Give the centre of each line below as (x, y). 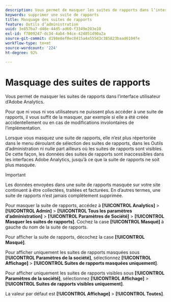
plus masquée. (21, 165)
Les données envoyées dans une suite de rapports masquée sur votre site (83, 185)
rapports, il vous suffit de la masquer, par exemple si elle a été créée (77, 117)
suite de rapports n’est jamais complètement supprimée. (64, 196)
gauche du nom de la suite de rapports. (47, 227)
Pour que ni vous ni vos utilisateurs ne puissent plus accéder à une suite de (84, 112)
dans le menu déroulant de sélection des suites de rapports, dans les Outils (84, 143)
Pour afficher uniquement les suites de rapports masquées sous (73, 253)
